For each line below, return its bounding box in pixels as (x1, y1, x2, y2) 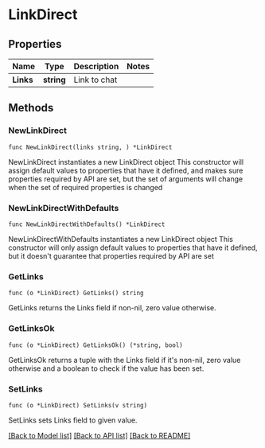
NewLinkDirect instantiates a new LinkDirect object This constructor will (8, 157, 244, 166)
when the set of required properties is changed (8, 182, 163, 192)
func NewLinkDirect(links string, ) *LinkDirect (8, 143, 173, 151)
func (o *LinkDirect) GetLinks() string (8, 289, 145, 298)
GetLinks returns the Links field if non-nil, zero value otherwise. (8, 303, 216, 313)
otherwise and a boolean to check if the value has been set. (8, 364, 205, 373)
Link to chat (73, 74, 118, 85)
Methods (8, 101, 54, 115)
